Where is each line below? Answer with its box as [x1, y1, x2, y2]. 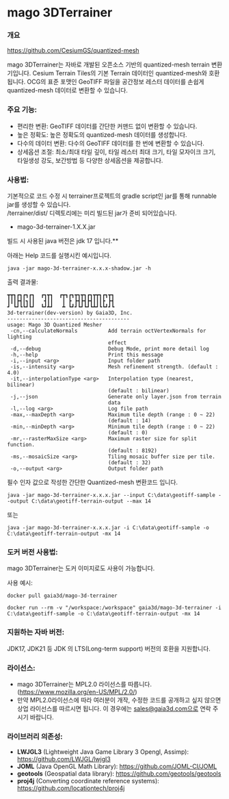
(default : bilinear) [108, 388, 170, 394]
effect [108, 340, 127, 346]
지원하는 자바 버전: [7, 628, 65, 637]
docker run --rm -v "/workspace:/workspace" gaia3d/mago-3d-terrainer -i [7, 605, 222, 611]
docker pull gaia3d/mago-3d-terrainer [7, 592, 118, 600]
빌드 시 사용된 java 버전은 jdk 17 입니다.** [7, 237, 119, 245]
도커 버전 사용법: [7, 548, 58, 557]
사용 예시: [7, 579, 33, 587]
